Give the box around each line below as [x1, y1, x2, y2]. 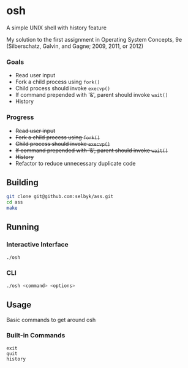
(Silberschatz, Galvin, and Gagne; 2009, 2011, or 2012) [6, 42, 144, 50]
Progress [6, 113, 34, 121]
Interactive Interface [6, 240, 69, 249]
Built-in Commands [6, 331, 66, 340]
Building [6, 177, 39, 188]
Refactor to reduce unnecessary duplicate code [15, 159, 136, 167]
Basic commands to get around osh [6, 316, 96, 323]
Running [6, 222, 40, 232]
